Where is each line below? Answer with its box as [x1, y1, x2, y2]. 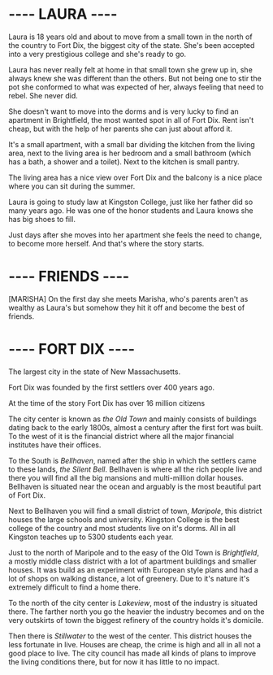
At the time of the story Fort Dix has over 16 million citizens [8, 398, 206, 407]
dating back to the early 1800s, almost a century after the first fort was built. [8, 422, 263, 432]
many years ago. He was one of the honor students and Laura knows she [8, 205, 253, 216]
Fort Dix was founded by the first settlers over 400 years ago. [8, 382, 215, 392]
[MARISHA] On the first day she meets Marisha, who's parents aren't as [8, 294, 249, 303]
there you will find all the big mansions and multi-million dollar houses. [8, 472, 244, 482]
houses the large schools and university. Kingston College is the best [8, 514, 240, 525]
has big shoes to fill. [8, 214, 76, 224]
